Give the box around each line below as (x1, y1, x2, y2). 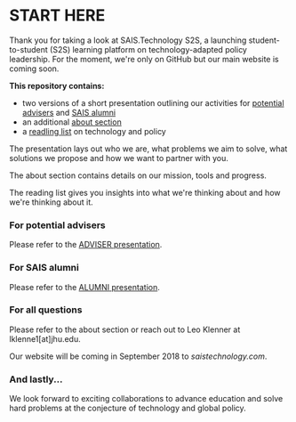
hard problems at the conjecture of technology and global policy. (9, 402, 246, 414)
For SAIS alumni (9, 262, 80, 274)
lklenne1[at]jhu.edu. (9, 333, 82, 344)
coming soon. (9, 63, 60, 74)
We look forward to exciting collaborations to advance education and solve (9, 394, 284, 404)
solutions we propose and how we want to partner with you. (9, 152, 229, 163)
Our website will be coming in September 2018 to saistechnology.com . (9, 351, 268, 361)
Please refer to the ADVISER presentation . (9, 239, 163, 250)
